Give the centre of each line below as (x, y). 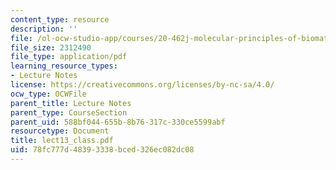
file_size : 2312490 (51, 47)
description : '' (44, 29)
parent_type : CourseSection (69, 112)
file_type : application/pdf (69, 57)
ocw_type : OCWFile (48, 94)
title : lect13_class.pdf (62, 141)
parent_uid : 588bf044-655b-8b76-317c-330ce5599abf (118, 122)
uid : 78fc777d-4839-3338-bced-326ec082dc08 (102, 150)
